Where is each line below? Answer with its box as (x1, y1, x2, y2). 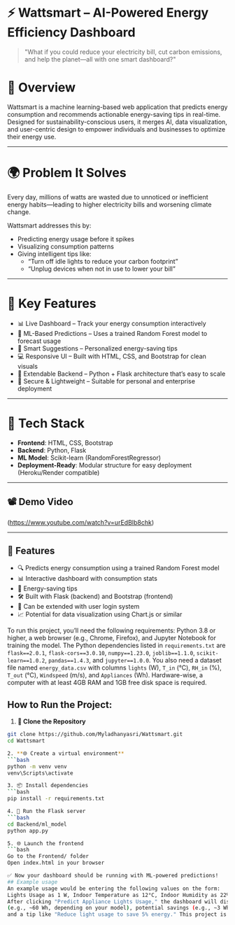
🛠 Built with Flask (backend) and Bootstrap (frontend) (17, 592, 173, 601)
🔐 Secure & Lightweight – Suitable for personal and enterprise (17, 376, 196, 385)
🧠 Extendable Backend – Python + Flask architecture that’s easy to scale (17, 369, 226, 378)
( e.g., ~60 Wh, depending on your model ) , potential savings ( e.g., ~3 (7, 905, 220, 912)
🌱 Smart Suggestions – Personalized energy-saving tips (17, 344, 178, 353)
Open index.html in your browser (7, 859, 105, 867)
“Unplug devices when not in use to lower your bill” (27, 264, 176, 273)
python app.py (7, 827, 49, 834)
